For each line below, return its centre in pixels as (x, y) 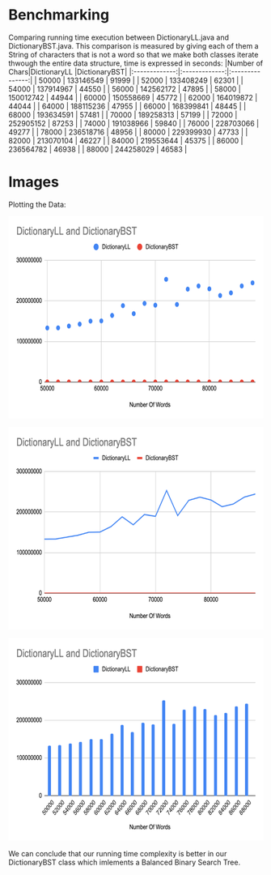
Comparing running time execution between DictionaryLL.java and (119, 37)
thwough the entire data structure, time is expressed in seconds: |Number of (136, 63)
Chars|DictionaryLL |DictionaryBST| (68, 71)
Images (34, 182)
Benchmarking (59, 15)
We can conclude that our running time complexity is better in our (118, 853)
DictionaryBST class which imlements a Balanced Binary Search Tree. (125, 862)
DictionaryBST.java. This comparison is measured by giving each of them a (133, 45)
